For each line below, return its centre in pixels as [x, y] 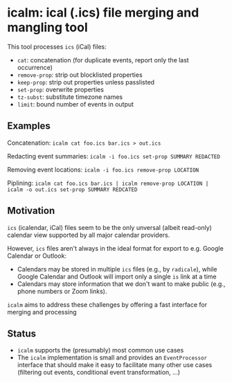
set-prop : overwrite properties [60, 89]
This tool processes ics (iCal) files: [57, 46]
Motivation [31, 211]
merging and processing [42, 312]
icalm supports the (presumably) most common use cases [100, 350]
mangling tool [47, 27]
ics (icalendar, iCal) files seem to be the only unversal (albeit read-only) [110, 227]
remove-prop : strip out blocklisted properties [80, 75]
